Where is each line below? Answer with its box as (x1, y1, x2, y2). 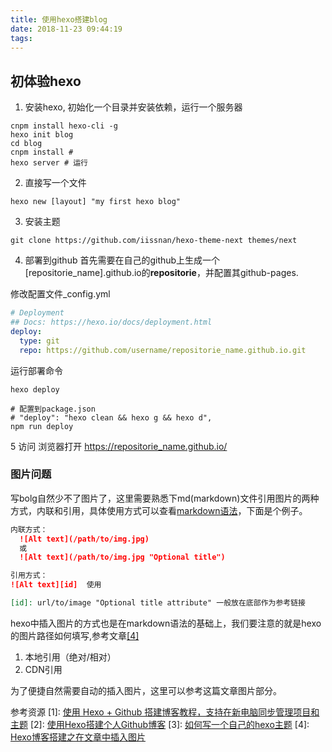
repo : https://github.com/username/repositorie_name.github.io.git (19, 345, 307, 355)
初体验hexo (10, 72, 82, 90)
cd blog (10, 139, 43, 149)
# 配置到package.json (10, 404, 96, 414)
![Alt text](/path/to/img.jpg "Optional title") (19, 552, 226, 563)
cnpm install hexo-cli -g (10, 121, 118, 131)
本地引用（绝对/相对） (24, 651, 117, 663)
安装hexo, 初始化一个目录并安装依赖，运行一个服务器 (24, 101, 243, 113)
